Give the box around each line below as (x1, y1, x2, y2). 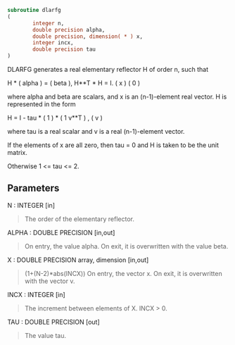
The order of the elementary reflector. (24, 215, 135, 223)
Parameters (7, 182, 60, 194)
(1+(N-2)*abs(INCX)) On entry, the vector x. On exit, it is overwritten (24, 269, 223, 277)
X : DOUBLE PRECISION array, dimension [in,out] (7, 256, 149, 264)
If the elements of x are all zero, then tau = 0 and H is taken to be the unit (7, 141, 220, 149)
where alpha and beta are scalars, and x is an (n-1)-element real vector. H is (7, 92, 227, 101)
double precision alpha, (32, 26, 106, 33)
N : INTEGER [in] (7, 201, 55, 209)
